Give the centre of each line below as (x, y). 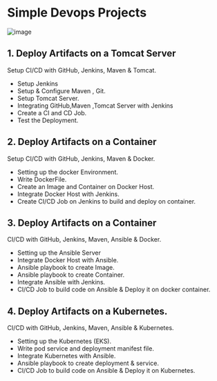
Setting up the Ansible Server (59, 253)
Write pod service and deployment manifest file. (85, 349)
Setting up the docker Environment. (68, 172)
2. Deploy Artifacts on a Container (82, 142)
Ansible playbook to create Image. (66, 268)
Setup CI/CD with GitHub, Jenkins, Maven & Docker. (81, 158)
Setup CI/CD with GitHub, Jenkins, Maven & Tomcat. (82, 70)
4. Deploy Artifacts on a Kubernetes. (87, 311)
